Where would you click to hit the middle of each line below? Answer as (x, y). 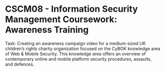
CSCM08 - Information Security (71, 9)
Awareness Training (47, 30)
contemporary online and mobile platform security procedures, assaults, (78, 59)
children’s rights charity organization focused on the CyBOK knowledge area (83, 48)
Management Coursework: (61, 19)
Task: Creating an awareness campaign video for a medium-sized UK (76, 43)
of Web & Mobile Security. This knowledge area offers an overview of (76, 54)
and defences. (20, 64)
